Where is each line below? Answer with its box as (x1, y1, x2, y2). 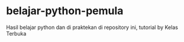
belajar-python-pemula (6, 4, 124, 18)
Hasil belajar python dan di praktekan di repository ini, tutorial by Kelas (6, 24, 179, 31)
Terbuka (6, 30, 27, 37)
